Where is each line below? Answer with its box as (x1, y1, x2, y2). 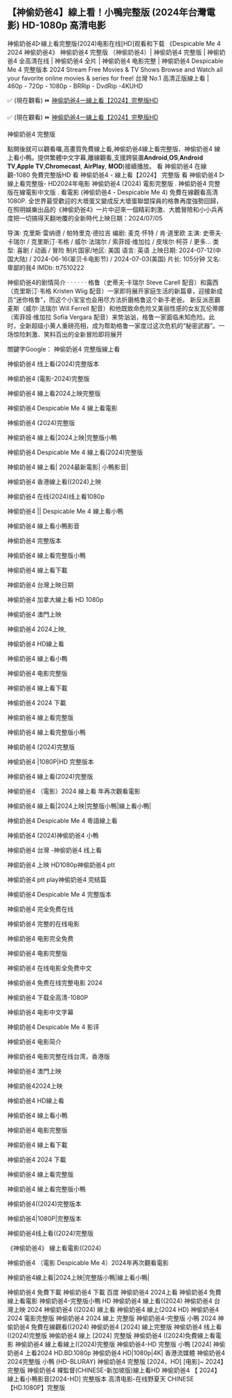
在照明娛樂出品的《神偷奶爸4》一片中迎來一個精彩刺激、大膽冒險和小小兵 (7, 205, 218, 214)
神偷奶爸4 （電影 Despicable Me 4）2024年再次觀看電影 (7, 1258, 170, 1267)
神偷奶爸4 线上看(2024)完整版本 (7, 359, 99, 368)
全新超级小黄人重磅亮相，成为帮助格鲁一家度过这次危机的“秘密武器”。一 (19, 321, 225, 329)
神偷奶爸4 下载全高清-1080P (7, 993, 89, 1001)
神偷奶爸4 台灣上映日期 (7, 580, 74, 589)
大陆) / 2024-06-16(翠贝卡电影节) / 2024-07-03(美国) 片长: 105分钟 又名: (12, 254, 222, 263)
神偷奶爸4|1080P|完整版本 (7, 1214, 82, 1223)
